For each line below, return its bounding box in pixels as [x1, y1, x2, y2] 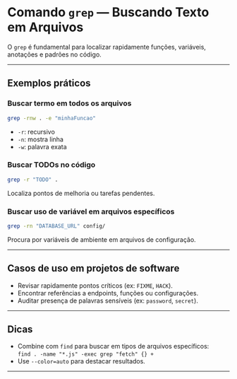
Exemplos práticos [7, 77, 91, 89]
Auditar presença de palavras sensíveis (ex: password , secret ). [17, 296, 199, 305]
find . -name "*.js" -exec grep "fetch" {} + [17, 351, 154, 358]
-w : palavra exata [17, 142, 67, 151]
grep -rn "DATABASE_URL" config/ [7, 222, 106, 230]
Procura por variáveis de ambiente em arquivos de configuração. [7, 235, 196, 244]
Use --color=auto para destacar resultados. [17, 357, 146, 366]
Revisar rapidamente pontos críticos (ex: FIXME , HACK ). [17, 281, 173, 290]
